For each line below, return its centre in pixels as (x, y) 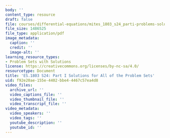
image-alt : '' (25, 52)
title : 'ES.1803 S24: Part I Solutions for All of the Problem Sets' (80, 76)
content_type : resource (30, 15)
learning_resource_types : (32, 57)
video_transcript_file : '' (38, 104)
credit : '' (21, 48)
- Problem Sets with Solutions (38, 62)
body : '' (14, 10)
